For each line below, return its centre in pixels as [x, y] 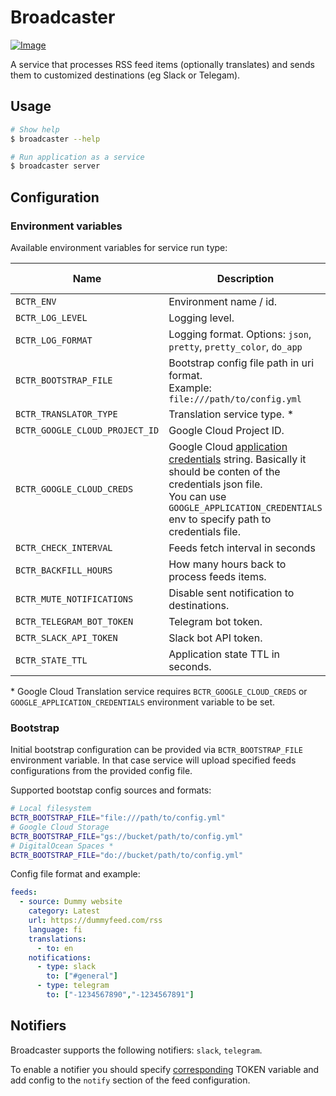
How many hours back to [227, 564]
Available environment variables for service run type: [119, 247]
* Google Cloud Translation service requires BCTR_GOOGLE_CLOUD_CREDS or [159, 691]
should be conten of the [224, 471]
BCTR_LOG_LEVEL [51, 317]
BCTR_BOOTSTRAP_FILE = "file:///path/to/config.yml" [118, 818]
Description [245, 278]
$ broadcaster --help [55, 139]
